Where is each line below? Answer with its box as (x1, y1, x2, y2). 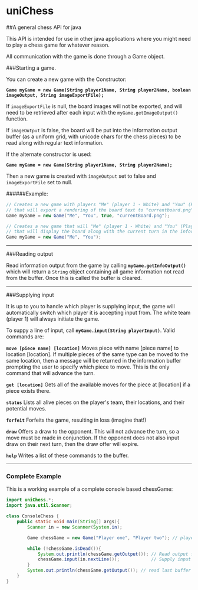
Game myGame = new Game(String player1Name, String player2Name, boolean (6, 87, 192, 93)
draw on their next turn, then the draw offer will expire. (6, 441, 139, 448)
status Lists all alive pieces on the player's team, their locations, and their (6, 399, 185, 406)
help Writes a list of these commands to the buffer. (6, 452, 129, 459)
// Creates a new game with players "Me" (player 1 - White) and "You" (6, 201, 186, 207)
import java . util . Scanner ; (6, 503, 72, 508)
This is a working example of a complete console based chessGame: (6, 485, 173, 493)
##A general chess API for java (6, 24, 81, 31)
